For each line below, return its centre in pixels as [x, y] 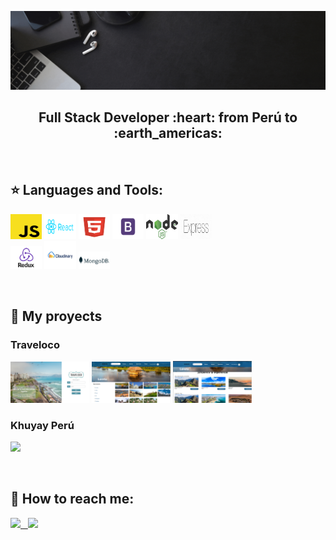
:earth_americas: [168, 133]
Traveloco [35, 344]
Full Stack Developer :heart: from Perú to [168, 117]
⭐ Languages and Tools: [87, 190]
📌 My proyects [56, 316]
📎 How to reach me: [72, 499]
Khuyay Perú [42, 425]
